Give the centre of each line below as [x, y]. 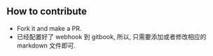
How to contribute [47, 12]
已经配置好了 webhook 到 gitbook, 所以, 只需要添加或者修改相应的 [111, 36]
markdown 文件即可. [46, 45]
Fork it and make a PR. [49, 28]
